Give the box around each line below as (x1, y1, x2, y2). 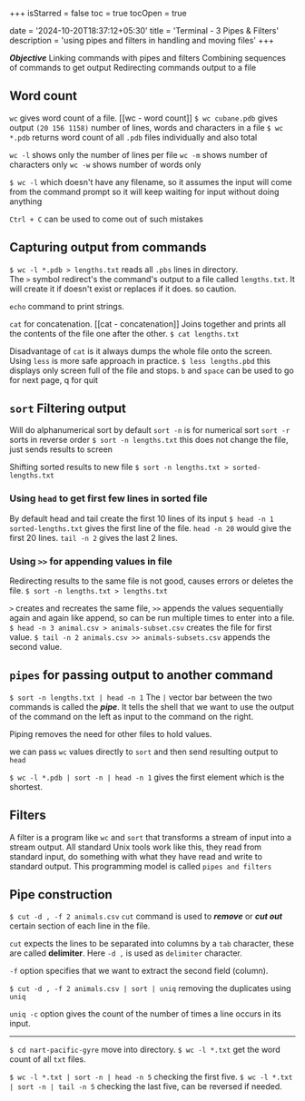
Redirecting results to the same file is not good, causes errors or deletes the (9, 575, 294, 586)
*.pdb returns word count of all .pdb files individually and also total (9, 132, 258, 143)
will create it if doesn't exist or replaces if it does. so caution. (9, 283, 237, 294)
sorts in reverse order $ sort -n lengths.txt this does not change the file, (9, 435, 289, 446)
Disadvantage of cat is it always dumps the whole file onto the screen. (9, 345, 272, 357)
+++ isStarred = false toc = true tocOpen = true (9, 8, 188, 18)
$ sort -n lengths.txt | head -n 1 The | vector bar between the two (9, 692, 272, 703)
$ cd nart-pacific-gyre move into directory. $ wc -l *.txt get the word (9, 1044, 281, 1056)
